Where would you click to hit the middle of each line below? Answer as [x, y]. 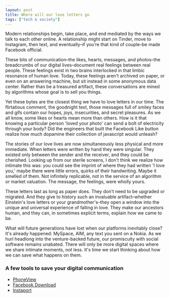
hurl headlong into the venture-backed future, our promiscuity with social [82, 239]
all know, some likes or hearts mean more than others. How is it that [76, 118]
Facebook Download [34, 285]
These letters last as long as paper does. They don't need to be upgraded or [85, 192]
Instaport [22, 290]
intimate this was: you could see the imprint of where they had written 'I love [85, 166]
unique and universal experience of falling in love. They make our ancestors [84, 208]
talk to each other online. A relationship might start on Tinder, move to [78, 39]
